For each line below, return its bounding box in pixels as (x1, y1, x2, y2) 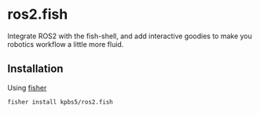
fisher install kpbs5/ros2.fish (7, 98, 113, 106)
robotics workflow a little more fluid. (7, 39, 124, 48)
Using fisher (7, 83, 47, 92)
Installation (7, 62, 64, 76)
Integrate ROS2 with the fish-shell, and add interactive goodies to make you (7, 31, 253, 41)
